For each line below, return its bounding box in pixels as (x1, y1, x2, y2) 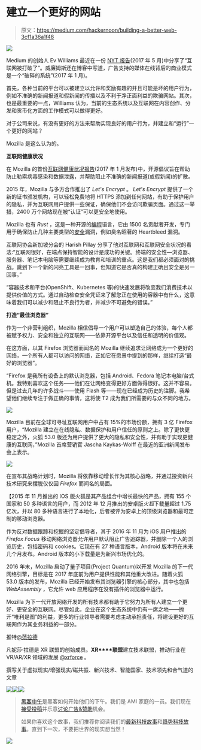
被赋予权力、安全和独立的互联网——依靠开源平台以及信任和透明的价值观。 (6, 331, 190, 338)
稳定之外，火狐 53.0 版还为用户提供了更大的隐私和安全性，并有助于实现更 (6, 433, 188, 440)
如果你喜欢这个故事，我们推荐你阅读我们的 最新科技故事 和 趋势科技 (20, 718, 184, 725)
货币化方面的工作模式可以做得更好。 (16, 107, 106, 114)
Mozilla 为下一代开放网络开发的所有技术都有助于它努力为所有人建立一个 (6, 598, 182, 605)
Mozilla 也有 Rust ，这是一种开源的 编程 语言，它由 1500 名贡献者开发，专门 (6, 220, 190, 228)
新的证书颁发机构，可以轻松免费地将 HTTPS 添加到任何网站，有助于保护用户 (6, 193, 194, 200)
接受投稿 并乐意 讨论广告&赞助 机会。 (20, 705, 109, 712)
